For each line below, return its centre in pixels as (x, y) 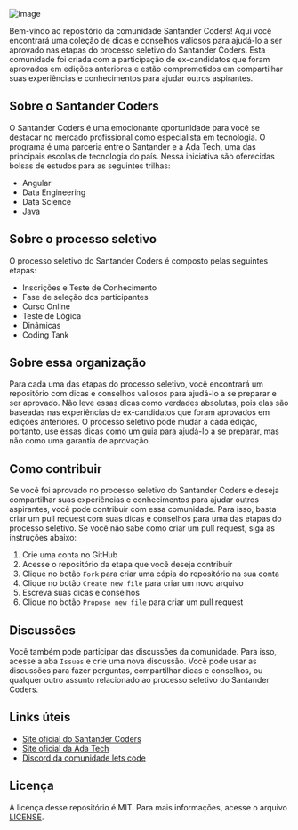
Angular (36, 183)
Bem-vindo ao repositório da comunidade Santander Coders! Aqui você (141, 31)
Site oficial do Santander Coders (82, 738)
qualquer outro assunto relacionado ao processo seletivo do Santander (139, 680)
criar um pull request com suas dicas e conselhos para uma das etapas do (145, 519)
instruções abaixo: (43, 538)
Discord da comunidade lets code (84, 758)
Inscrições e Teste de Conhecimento (89, 287)
